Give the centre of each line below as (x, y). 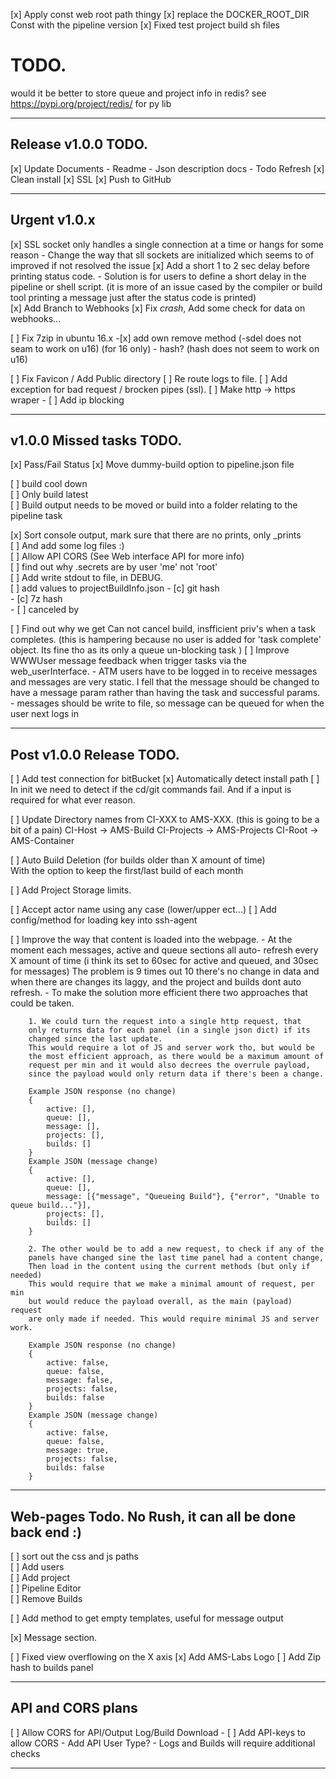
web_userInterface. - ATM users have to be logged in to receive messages (164, 671)
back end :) (46, 1532)
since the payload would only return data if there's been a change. (176, 1074)
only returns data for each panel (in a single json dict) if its (169, 1030)
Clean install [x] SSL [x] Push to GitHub (91, 179)
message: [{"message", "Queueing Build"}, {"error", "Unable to (183, 1197)
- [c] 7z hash (36, 599)
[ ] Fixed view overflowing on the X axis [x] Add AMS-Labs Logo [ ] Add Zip (166, 1657)
